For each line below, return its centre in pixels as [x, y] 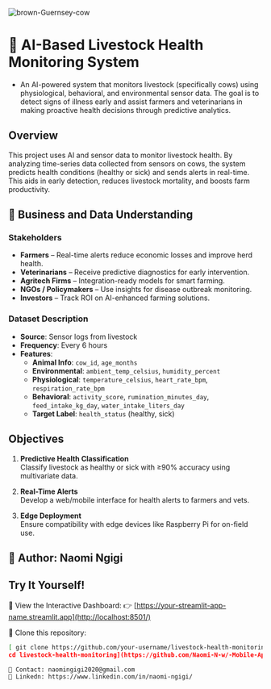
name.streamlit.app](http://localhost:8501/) [80, 616]
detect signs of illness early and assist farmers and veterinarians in [131, 102]
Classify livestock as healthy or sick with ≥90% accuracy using [125, 467]
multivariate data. [49, 475]
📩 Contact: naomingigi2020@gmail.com [72, 670]
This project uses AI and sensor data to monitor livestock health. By [121, 155]
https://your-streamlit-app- [181, 605]
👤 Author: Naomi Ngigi [66, 558]
